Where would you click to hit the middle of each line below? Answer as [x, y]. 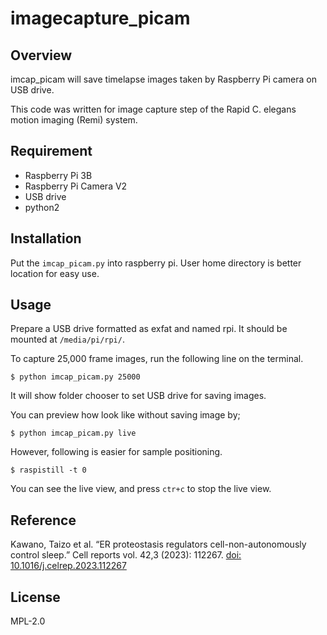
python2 [42, 207]
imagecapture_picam [100, 18]
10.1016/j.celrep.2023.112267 [68, 566]
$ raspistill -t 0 [48, 470]
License [35, 597]
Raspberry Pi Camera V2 [76, 186]
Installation [46, 238]
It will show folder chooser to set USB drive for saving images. [138, 396]
